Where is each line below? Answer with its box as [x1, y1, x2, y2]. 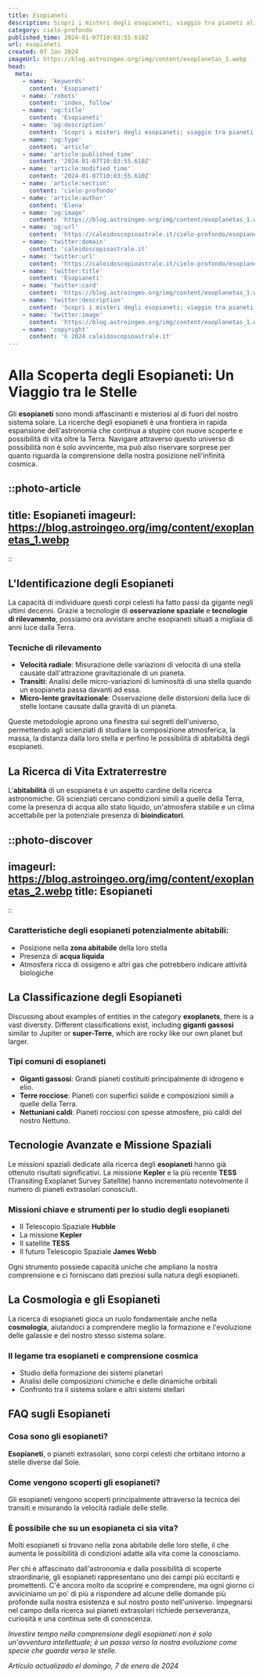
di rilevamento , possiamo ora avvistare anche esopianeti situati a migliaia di [8, 614, 253, 624]
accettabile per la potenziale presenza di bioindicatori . [8, 810, 186, 821]
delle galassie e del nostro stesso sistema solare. [8, 1330, 166, 1340]
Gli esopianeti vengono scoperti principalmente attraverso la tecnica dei [8, 1495, 240, 1504]
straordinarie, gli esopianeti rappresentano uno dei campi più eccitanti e [8, 1572, 240, 1582]
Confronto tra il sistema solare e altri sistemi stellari [19, 1385, 186, 1395]
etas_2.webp [8, 884, 73, 897]
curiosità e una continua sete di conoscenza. [8, 1614, 153, 1624]
